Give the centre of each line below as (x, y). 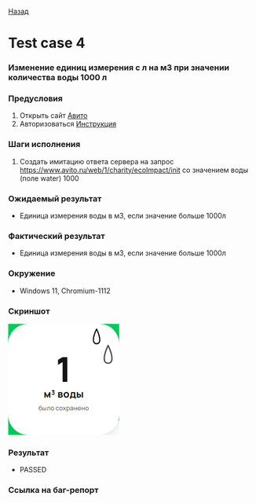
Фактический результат (57, 236)
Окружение (32, 274)
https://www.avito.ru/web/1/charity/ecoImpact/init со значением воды (134, 170)
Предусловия (35, 99)
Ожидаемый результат (55, 198)
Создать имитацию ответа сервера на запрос (97, 161)
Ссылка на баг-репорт (53, 490)
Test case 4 (47, 43)
